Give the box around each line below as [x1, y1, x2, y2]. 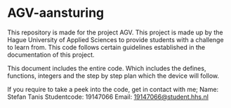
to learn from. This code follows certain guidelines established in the [7, 43, 206, 51]
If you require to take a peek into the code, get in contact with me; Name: [7, 85, 219, 93]
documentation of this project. [7, 50, 95, 59]
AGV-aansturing [7, 5, 105, 21]
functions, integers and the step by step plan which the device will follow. [7, 72, 220, 80]
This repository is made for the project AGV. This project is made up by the [7, 28, 223, 36]
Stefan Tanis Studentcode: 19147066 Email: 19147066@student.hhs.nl [7, 93, 209, 101]
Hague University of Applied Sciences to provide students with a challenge [7, 35, 224, 43]
